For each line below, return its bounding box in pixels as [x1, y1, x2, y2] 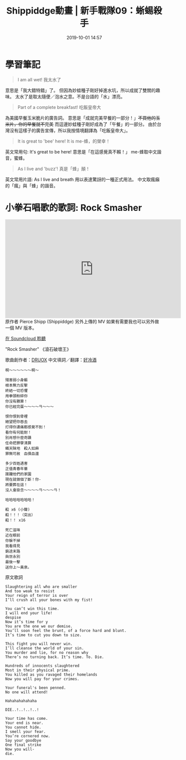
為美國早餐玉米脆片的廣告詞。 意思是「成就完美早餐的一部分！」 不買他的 [5, 114, 156, 121]
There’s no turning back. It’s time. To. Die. [5, 654, 104, 660]
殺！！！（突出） [5, 512, 36, 518]
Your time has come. [5, 716, 49, 721]
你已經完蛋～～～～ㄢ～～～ [5, 404, 54, 409]
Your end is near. [5, 720, 44, 725]
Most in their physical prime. [5, 668, 71, 673]
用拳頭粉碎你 [5, 393, 28, 399]
